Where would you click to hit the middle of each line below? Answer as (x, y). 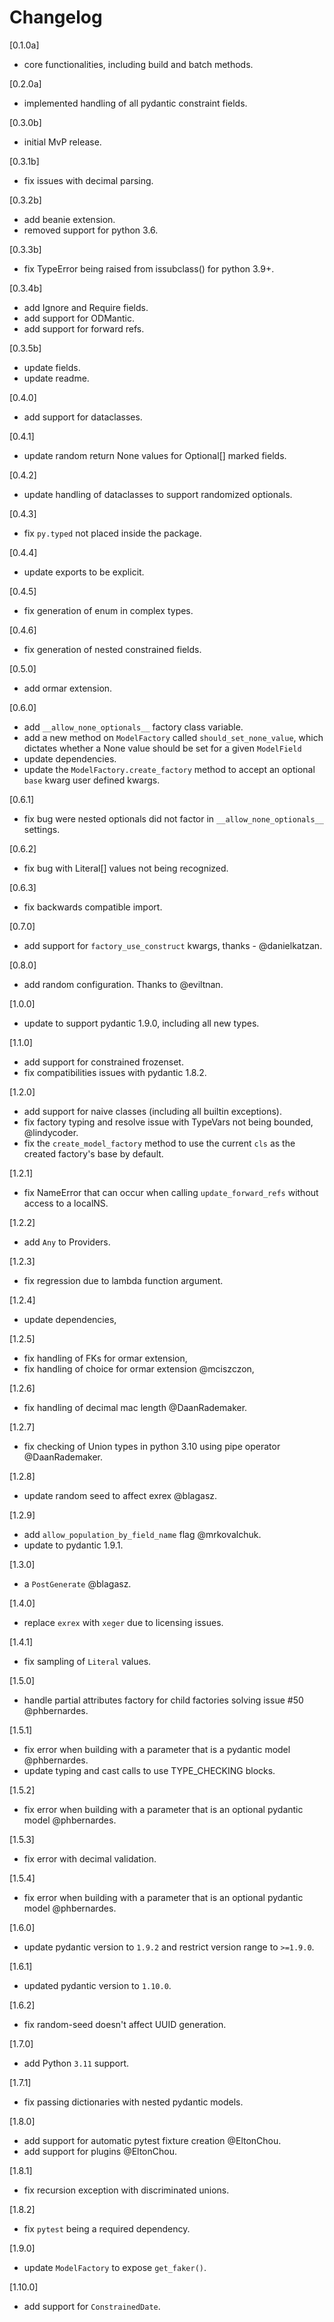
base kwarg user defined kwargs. (92, 780)
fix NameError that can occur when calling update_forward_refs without (171, 1192)
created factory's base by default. (93, 1153)
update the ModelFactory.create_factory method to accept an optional (169, 769)
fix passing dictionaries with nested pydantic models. (133, 2102)
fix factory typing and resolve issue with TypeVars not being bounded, (168, 1122)
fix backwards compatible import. (93, 907)
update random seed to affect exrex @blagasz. (120, 1495)
